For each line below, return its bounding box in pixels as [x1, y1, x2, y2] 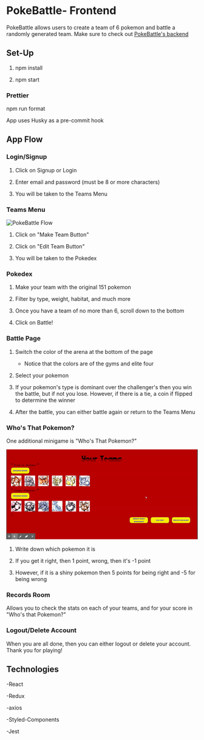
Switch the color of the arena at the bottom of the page [15, 348, 153, 355]
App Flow [6, 135, 43, 145]
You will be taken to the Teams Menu [15, 190, 108, 197]
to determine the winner [15, 396, 76, 404]
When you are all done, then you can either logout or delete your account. [6, 640, 191, 647]
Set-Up [6, 48, 35, 58]
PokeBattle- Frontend [6, 4, 117, 18]
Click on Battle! [15, 319, 53, 326]
